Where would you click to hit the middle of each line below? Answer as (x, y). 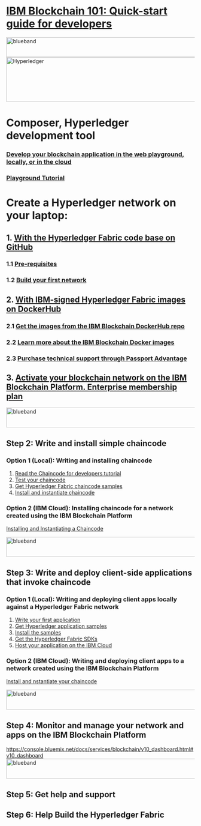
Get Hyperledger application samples (61, 626)
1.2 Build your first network (46, 280)
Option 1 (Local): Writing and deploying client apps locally (92, 599)
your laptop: (37, 216)
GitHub (20, 247)
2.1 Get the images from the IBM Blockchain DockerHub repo (95, 326)
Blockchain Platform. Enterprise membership (92, 387)
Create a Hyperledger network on (91, 203)
